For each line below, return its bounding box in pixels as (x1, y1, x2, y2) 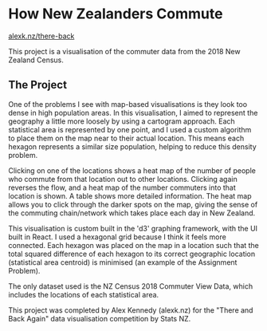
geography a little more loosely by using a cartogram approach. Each (8, 116, 235, 126)
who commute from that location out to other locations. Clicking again (8, 174, 238, 183)
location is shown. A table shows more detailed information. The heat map (8, 191, 252, 200)
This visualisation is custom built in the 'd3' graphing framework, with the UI (8, 223, 257, 233)
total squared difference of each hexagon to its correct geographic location (8, 249, 256, 258)
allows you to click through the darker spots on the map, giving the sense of (8, 199, 258, 209)
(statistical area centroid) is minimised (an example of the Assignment (8, 257, 238, 267)
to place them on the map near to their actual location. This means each (8, 133, 245, 143)
